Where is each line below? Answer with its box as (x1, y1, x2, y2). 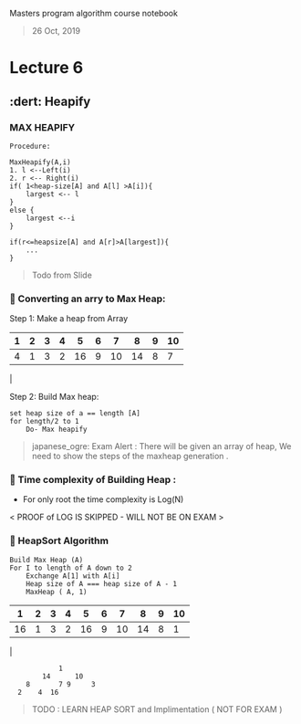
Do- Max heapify (26, 425, 88, 435)
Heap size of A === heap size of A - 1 (26, 579, 178, 588)
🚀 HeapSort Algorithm (9, 534, 109, 547)
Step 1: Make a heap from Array (9, 313, 129, 324)
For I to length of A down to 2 (9, 563, 132, 572)
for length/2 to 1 (9, 417, 79, 426)
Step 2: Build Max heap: (9, 392, 99, 403)
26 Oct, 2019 (31, 26, 80, 36)
